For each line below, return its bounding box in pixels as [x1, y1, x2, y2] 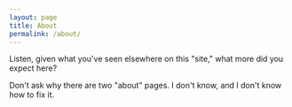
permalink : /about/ [9, 29, 82, 38]
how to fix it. [9, 89, 55, 100]
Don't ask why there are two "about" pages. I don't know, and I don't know [9, 80, 282, 91]
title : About [9, 21, 58, 30]
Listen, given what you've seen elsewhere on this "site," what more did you [9, 54, 284, 65]
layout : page [9, 12, 58, 22]
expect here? [9, 63, 58, 73]
